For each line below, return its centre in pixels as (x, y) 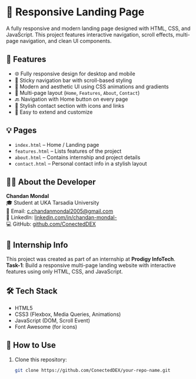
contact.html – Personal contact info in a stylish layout (81, 163)
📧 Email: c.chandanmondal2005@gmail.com (60, 211)
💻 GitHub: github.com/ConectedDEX (51, 224)
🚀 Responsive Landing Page (75, 12)
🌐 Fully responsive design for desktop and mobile (75, 74)
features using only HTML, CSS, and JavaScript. (65, 272)
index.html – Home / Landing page (57, 144)
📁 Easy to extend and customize (54, 112)
